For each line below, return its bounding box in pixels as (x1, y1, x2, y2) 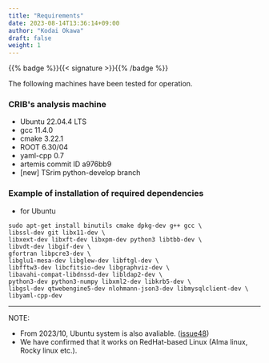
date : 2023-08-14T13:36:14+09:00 (8, 19, 120, 27)
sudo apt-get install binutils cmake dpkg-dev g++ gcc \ (8, 221, 203, 229)
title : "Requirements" (8, 11, 84, 20)
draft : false (8, 34, 52, 42)
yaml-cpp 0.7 (19, 151, 64, 161)
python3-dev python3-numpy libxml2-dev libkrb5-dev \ (8, 277, 192, 285)
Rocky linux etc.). (19, 345, 78, 355)
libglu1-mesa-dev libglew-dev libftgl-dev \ (8, 257, 159, 265)
